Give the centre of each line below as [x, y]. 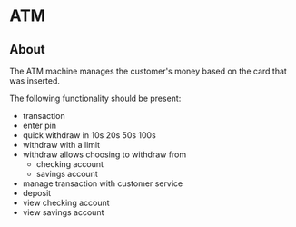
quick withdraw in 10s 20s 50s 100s [89, 135]
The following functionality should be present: [95, 98]
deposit [37, 193]
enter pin [39, 125]
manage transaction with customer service [103, 183]
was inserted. [35, 81]
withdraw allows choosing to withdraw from [104, 154]
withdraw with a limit [61, 145]
